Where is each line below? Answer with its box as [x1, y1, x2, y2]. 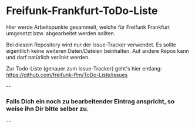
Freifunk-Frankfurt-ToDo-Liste [6, 4, 158, 18]
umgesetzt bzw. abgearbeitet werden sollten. [6, 29, 116, 36]
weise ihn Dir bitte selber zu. [6, 105, 89, 113]
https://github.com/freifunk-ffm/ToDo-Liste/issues [6, 71, 128, 78]
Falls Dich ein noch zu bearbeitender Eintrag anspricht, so [6, 97, 175, 105]
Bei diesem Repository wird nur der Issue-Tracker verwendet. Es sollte [6, 41, 177, 48]
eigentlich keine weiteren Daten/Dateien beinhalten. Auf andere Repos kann [6, 47, 189, 54]
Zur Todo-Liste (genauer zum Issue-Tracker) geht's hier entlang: [6, 65, 162, 72]
